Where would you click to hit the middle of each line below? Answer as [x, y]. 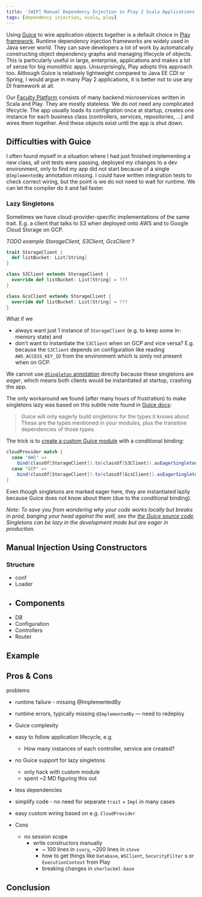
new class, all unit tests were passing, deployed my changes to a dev [92, 162]
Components [40, 603]
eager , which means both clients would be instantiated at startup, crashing [99, 381]
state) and [50, 337]
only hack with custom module [62, 772]
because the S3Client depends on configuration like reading [90, 350]
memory [25, 337]
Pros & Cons [29, 676]
